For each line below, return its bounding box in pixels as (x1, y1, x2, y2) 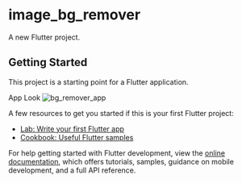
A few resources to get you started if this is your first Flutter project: (8, 108, 234, 118)
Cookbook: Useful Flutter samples (19, 132, 134, 142)
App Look (8, 93, 41, 102)
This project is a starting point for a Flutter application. (8, 77, 189, 86)
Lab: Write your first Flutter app (19, 123, 125, 134)
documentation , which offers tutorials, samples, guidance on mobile (8, 156, 234, 166)
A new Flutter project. (8, 32, 81, 42)
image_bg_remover (8, 6, 141, 24)
